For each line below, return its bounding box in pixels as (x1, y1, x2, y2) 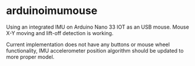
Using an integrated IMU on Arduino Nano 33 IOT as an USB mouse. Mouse (6, 23, 190, 30)
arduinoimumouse (6, 4, 98, 18)
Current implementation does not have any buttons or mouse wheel (6, 41, 170, 48)
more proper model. (6, 53, 55, 60)
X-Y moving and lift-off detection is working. (6, 29, 114, 36)
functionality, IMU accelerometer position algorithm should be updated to (6, 47, 184, 54)
